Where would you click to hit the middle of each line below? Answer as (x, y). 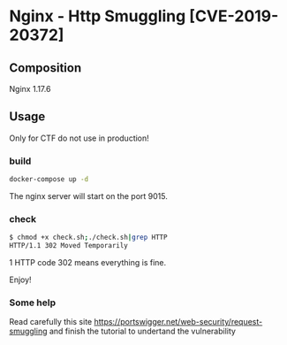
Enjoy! (21, 280)
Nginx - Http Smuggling (98, 16)
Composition (45, 68)
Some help (32, 303)
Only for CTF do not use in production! (79, 138)
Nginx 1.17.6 (30, 89)
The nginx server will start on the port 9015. (88, 195)
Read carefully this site (51, 322)
